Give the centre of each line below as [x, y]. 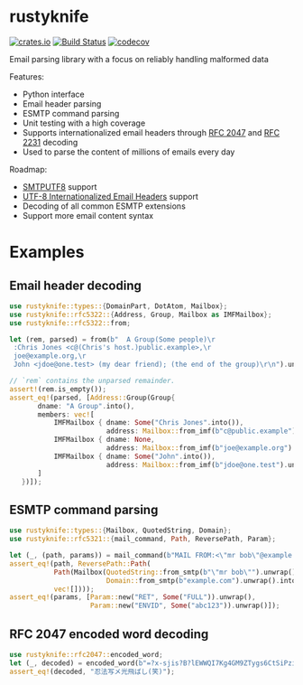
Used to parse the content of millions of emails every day [129, 152]
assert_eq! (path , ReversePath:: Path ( [80, 563]
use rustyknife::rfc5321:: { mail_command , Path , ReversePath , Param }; [143, 540]
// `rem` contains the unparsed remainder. [92, 381]
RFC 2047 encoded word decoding [109, 634]
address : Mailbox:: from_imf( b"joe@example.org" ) [199, 448]
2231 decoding [50, 142]
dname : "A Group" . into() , [86, 406]
